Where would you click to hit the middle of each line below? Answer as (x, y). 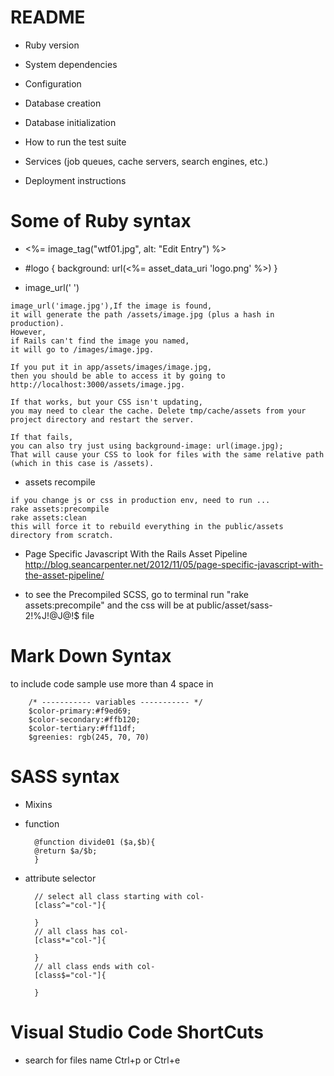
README (48, 17)
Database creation (63, 103)
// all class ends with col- (95, 966)
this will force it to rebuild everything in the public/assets (147, 526)
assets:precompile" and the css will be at (109, 605)
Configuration (53, 83)
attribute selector (60, 878)
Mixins (38, 804)
